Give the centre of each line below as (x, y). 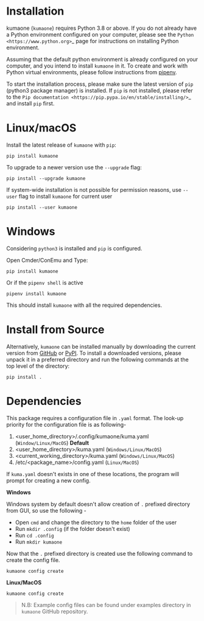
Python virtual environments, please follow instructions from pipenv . (92, 72)
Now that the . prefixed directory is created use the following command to (100, 553)
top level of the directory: (38, 366)
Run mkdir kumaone (39, 542)
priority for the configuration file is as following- (66, 424)
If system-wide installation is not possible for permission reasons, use (94, 189)
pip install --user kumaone (42, 207)
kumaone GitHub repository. (55, 611)
